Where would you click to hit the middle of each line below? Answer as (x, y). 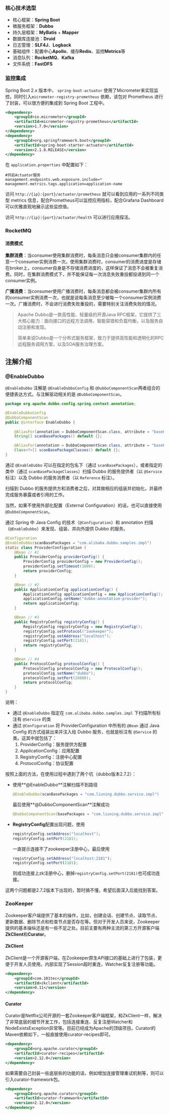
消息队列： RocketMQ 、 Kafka (43, 58)
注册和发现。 (35, 327)
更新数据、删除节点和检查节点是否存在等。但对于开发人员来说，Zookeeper (82, 922)
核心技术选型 (21, 8)
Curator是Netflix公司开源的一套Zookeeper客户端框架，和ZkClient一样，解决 (84, 1016)
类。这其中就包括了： (34, 738)
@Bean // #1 (27, 552)
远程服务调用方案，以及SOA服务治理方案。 (62, 344)
